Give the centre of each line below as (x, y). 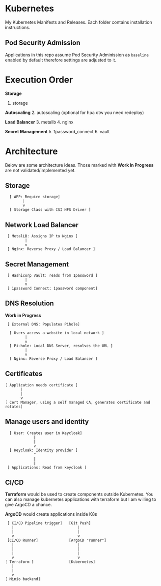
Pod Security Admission (43, 43)
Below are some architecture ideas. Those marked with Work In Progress (79, 165)
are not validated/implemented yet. (40, 170)
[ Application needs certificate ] (41, 385)
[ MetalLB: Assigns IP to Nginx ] (42, 236)
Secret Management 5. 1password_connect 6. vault (57, 131)
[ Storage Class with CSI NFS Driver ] (50, 210)
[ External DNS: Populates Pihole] (43, 324)
